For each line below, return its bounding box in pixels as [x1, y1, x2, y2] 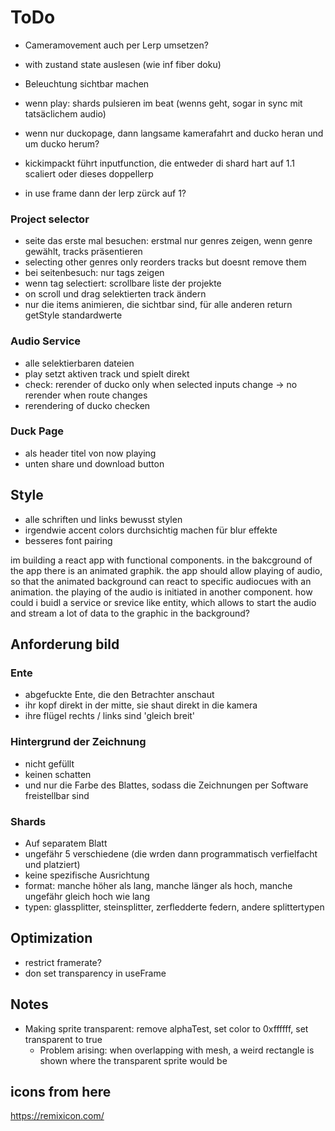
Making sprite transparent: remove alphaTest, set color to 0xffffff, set [24, 1022, 309, 1035]
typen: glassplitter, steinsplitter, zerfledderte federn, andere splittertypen [24, 901, 325, 913]
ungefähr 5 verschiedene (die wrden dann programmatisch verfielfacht [24, 847, 318, 860]
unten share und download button [24, 457, 165, 470]
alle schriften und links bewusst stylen [24, 513, 183, 525]
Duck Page [10, 424, 64, 438]
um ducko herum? [24, 137, 100, 150]
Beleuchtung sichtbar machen [24, 77, 150, 90]
